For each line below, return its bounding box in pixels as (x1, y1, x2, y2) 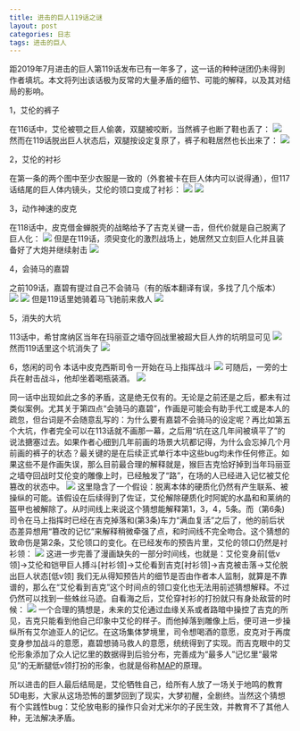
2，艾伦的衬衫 (9, 154, 62, 165)
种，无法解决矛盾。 (9, 712, 80, 724)
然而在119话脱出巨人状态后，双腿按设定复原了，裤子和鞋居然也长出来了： (9, 135, 279, 146)
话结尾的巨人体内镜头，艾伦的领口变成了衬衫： (9, 184, 181, 195)
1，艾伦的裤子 (9, 105, 60, 116)
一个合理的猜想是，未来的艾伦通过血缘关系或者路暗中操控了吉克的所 (37, 604, 288, 615)
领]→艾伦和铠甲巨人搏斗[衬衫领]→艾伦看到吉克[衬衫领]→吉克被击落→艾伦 (9, 559, 280, 570)
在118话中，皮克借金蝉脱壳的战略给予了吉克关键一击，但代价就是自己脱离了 (9, 223, 287, 233)
